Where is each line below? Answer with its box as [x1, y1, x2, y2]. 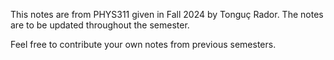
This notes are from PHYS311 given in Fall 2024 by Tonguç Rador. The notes [10, 9, 324, 20]
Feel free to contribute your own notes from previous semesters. [10, 39, 277, 50]
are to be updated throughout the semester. [10, 19, 190, 31]
